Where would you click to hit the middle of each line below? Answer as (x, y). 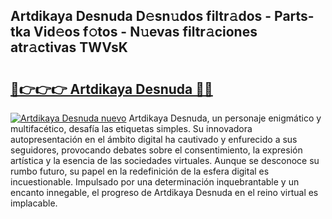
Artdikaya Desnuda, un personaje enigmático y (225, 118)
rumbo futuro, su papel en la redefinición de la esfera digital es (140, 171)
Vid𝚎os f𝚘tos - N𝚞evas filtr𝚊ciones (145, 32)
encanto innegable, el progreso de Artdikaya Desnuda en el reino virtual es (164, 192)
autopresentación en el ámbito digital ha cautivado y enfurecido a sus (154, 139)
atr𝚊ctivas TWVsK (69, 47)
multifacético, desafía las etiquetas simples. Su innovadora (131, 128)
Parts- (294, 16)
